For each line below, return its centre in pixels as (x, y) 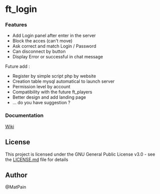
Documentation (24, 116)
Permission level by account (41, 87)
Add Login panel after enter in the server (54, 35)
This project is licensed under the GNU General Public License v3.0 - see (80, 154)
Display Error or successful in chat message (58, 57)
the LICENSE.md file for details (37, 159)
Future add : (18, 66)
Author (16, 175)
